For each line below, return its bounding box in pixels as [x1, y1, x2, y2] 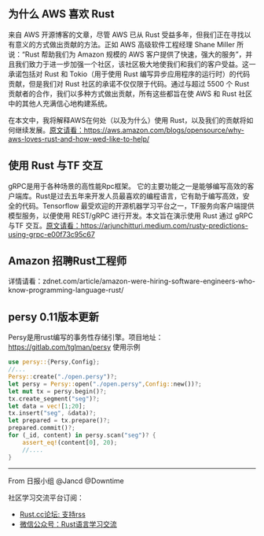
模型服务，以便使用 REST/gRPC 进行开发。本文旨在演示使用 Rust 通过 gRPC [8, 211, 254, 220]
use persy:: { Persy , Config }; [8, 358, 101, 366]
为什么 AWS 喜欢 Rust [8, 7, 115, 21]
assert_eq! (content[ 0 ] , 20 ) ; [22, 438, 118, 446]
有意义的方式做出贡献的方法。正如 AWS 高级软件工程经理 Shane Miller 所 [8, 39, 244, 49]
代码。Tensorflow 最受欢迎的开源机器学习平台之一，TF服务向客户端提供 [21, 201, 255, 210]
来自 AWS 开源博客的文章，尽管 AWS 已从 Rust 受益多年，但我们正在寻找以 [8, 30, 251, 39]
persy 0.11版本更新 [8, 310, 100, 323]
